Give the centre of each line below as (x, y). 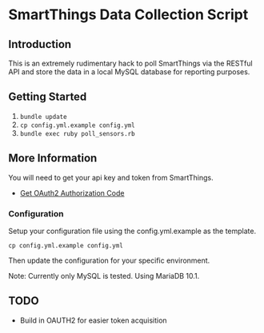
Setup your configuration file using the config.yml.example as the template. (132, 231)
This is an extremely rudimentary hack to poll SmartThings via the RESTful (131, 63)
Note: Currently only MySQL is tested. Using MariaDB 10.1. (104, 276)
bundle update (43, 117)
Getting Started (48, 97)
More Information (53, 159)
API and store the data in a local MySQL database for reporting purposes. (129, 72)
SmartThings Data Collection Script (128, 15)
